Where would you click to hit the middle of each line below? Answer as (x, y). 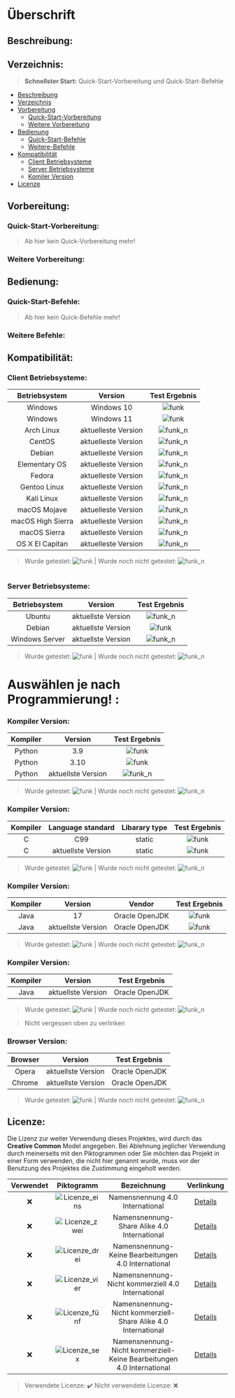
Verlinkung (205, 1185)
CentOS (42, 442)
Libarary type (144, 827)
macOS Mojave (42, 510)
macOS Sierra (42, 533)
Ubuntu (38, 616)
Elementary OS (42, 464)
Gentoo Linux (42, 487)
